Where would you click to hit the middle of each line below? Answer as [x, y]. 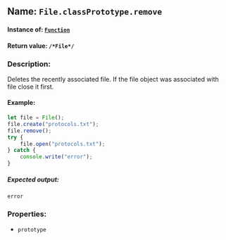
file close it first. [31, 87]
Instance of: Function [39, 29]
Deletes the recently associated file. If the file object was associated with [113, 79]
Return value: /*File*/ [41, 46]
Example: [21, 103]
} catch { [22, 151]
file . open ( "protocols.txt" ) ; [63, 144]
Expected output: [33, 179]
